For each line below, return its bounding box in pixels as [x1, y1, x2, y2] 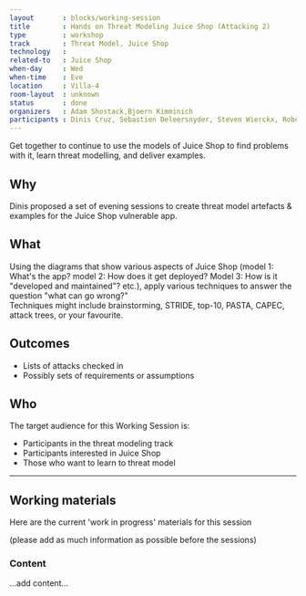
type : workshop [9, 30, 104, 39]
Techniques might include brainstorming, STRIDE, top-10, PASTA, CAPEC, [9, 299, 285, 310]
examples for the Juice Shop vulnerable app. [9, 210, 178, 221]
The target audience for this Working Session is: [9, 421, 190, 432]
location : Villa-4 [9, 81, 100, 90]
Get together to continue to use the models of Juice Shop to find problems [9, 141, 289, 152]
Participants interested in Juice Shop [22, 448, 161, 459]
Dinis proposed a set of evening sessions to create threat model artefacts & [9, 200, 293, 211]
